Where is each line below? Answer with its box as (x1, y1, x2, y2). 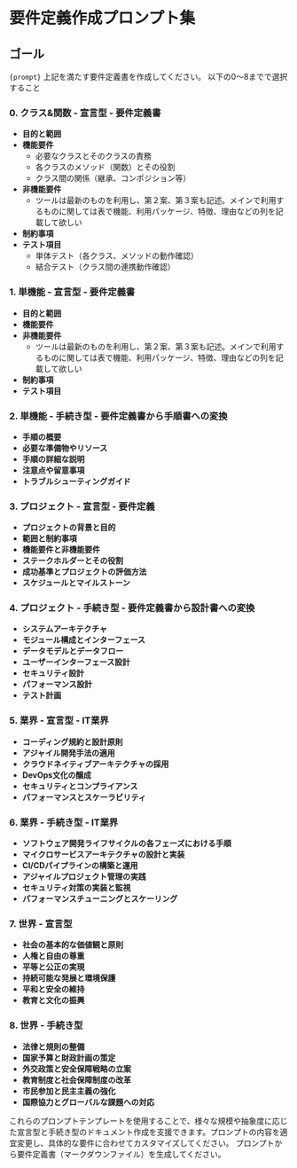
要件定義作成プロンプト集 (9, 8, 196, 28)
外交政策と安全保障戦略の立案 (21, 1063, 131, 1074)
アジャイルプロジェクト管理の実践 (21, 871, 146, 882)
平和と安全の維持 (21, 984, 85, 994)
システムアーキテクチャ (21, 623, 108, 634)
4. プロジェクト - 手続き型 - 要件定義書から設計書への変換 (9, 602, 255, 615)
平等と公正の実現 (21, 961, 85, 972)
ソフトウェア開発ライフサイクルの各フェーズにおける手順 (21, 838, 232, 849)
